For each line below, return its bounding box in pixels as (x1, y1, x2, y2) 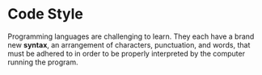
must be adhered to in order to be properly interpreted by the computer (7, 48, 246, 58)
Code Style (7, 5, 84, 23)
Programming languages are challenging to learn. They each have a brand (7, 31, 255, 41)
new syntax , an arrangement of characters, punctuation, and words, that (7, 40, 251, 49)
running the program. (7, 57, 78, 67)
